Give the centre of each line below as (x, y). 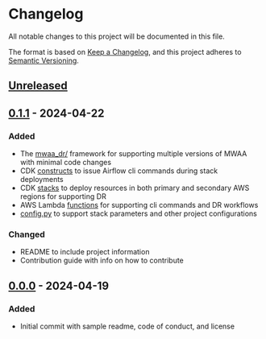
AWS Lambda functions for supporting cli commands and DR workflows (139, 205)
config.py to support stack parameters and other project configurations (139, 213)
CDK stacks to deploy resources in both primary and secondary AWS (135, 188)
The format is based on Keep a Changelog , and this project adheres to (125, 52)
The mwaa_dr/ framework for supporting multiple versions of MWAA (133, 154)
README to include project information (85, 252)
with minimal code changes (65, 163)
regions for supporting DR (63, 196)
